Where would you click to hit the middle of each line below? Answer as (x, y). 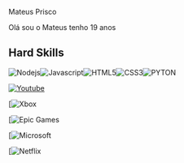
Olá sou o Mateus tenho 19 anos (62, 27)
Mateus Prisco (33, 12)
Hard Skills (36, 53)
